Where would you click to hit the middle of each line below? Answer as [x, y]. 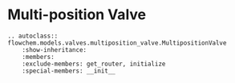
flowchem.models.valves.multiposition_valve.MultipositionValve [117, 43]
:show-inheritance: [55, 49]
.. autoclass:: [33, 36]
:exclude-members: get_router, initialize [94, 64]
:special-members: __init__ [69, 71]
